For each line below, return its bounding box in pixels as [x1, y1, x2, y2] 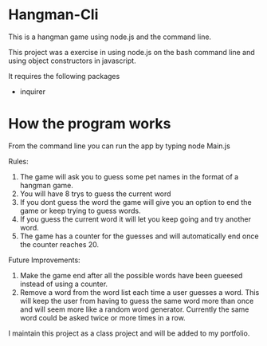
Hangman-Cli [8, 6, 99, 24]
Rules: [8, 156, 29, 166]
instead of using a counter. [19, 279, 108, 289]
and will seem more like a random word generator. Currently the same [19, 305, 249, 314]
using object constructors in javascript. [8, 56, 137, 65]
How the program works [8, 115, 171, 133]
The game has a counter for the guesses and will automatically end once [19, 231, 259, 241]
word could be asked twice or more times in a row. [19, 313, 186, 322]
